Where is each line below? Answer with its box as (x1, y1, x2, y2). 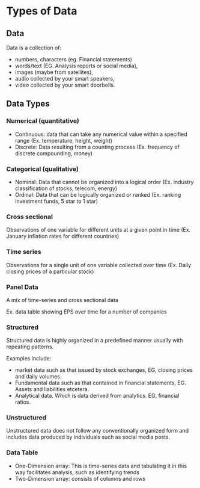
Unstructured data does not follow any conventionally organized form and (6, 427, 189, 434)
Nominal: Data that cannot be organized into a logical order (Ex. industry (14, 178, 194, 185)
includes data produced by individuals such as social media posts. (6, 433, 171, 440)
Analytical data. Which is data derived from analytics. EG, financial (14, 392, 180, 400)
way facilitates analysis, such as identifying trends (14, 468, 140, 476)
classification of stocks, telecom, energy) (14, 185, 118, 192)
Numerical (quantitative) (6, 117, 79, 125)
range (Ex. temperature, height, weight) (14, 137, 113, 144)
